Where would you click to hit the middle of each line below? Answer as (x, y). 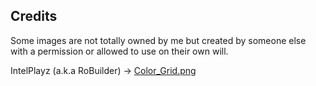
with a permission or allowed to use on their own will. (119, 51)
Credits (34, 16)
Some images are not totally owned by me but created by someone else (158, 40)
